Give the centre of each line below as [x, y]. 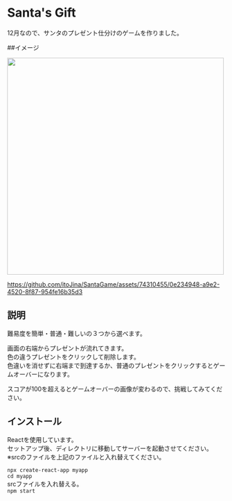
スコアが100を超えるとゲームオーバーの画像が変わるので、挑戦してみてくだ [115, 389]
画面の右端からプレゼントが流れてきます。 [68, 348]
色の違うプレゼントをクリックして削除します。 [73, 357]
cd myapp [20, 476]
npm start [21, 491]
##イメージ [23, 47]
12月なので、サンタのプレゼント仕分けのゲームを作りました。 [95, 33]
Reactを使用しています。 [42, 439]
